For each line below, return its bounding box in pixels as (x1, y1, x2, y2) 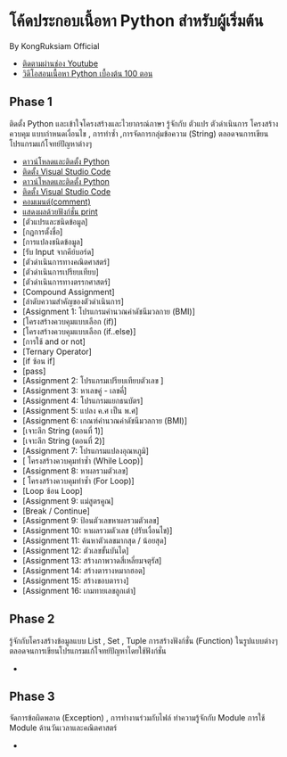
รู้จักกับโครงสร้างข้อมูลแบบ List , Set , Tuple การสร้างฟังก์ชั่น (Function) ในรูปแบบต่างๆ (9, 635, 278, 646)
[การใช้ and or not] (21, 336, 86, 347)
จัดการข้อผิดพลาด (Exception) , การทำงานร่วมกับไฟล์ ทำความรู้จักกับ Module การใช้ (9, 712, 266, 723)
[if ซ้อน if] (21, 355, 56, 366)
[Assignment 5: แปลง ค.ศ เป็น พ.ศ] (21, 405, 139, 416)
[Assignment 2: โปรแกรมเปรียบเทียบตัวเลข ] (21, 374, 164, 385)
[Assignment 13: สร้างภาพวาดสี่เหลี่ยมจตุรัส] (21, 555, 162, 565)
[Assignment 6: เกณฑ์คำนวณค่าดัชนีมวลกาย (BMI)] (21, 415, 187, 425)
